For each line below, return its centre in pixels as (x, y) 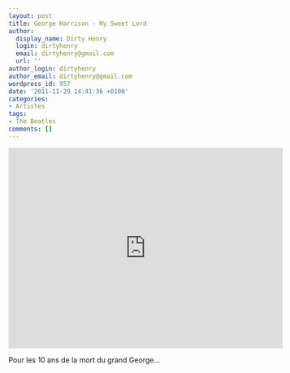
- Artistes (27, 106)
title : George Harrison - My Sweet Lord (78, 24)
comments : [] (30, 129)
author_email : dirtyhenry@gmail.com (70, 76)
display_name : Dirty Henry (61, 39)
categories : (28, 99)
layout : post (30, 16)
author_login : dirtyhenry (52, 69)
